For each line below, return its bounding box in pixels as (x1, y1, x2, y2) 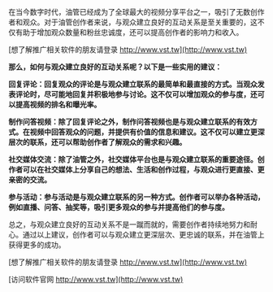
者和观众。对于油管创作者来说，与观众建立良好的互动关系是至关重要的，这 (8, 17, 258, 27)
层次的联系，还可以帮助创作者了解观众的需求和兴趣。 (8, 137, 187, 146)
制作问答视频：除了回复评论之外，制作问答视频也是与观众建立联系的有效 (8, 117, 250, 126)
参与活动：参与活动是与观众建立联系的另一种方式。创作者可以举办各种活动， (8, 192, 265, 202)
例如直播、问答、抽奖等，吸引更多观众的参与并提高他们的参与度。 (8, 203, 229, 211)
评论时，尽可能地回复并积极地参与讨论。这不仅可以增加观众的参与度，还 (15, 89, 258, 99)
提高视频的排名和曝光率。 (15, 100, 102, 109)
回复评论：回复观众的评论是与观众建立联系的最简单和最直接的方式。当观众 (8, 80, 258, 89)
